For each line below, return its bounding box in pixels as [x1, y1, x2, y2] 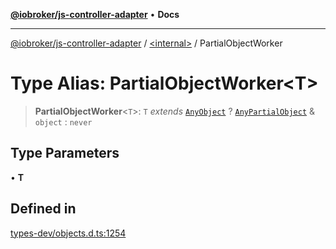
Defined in [10, 200, 77, 218]
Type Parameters [10, 145, 120, 162]
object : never [34, 115, 93, 128]
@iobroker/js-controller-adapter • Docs [10, 9, 180, 20]
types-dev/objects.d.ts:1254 [10, 227, 127, 239]
